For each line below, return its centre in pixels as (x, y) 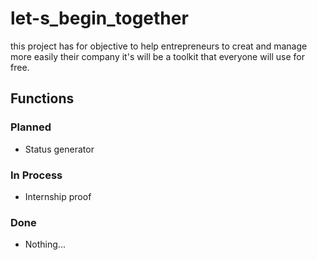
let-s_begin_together (99, 18)
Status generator (59, 149)
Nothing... (45, 244)
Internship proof (58, 196)
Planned (31, 127)
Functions (42, 98)
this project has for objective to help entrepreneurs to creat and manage (159, 46)
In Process (36, 175)
